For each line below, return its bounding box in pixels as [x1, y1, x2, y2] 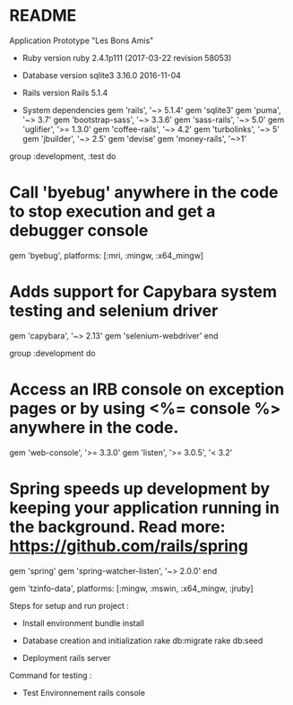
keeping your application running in [9, 498, 280, 517]
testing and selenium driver [9, 301, 219, 322]
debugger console [9, 221, 149, 241]
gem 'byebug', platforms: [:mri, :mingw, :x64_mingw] [9, 250, 204, 260]
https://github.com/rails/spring [9, 535, 249, 556]
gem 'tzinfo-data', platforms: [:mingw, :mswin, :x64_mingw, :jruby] [9, 583, 254, 594]
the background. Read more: [9, 516, 226, 537]
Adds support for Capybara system [9, 282, 278, 302]
